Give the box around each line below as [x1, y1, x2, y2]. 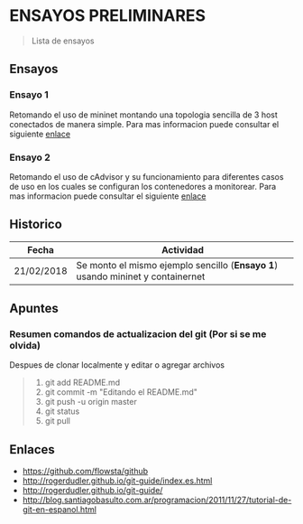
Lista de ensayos [31, 35, 95, 46]
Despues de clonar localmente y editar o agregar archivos [9, 360, 225, 370]
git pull [44, 416, 70, 426]
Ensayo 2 [9, 151, 51, 164]
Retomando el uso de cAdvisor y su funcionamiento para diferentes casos [9, 171, 284, 182]
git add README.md [44, 377, 121, 388]
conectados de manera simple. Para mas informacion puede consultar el [9, 118, 280, 129]
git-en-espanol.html [22, 504, 97, 515]
